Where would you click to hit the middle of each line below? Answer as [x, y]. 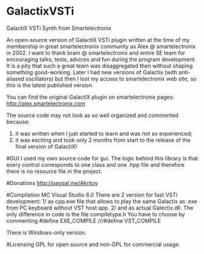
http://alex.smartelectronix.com [46, 103]
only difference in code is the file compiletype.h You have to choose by [96, 214]
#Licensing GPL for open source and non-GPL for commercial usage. [93, 244]
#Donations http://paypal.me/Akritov [52, 183]
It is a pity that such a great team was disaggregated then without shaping [100, 66]
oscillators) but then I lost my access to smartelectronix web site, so [111, 79]
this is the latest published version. [50, 85]
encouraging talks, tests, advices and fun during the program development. [101, 59]
